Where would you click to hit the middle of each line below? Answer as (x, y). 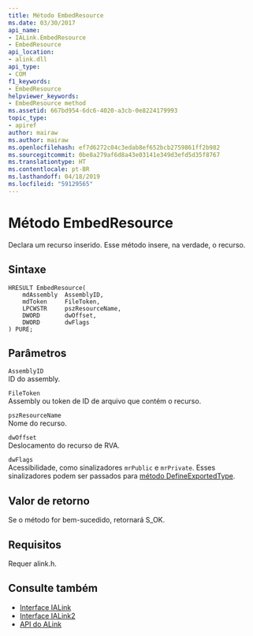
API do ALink (40, 624)
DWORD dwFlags (56, 322)
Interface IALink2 (48, 616)
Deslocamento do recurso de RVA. (64, 445)
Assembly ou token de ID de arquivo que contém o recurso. (105, 401)
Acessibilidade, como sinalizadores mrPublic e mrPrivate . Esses (112, 468)
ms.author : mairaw (38, 140)
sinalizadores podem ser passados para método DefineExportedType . (122, 476)
